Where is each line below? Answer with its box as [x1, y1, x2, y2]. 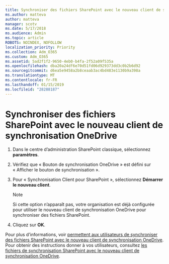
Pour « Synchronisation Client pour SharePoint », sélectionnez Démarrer [12, 177, 163, 183]
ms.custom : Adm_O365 [5, 54, 49, 59]
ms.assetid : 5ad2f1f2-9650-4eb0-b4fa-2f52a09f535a [5, 59, 114, 64]
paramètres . [12, 152, 39, 158]
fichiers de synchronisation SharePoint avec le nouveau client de [5, 247, 140, 254]
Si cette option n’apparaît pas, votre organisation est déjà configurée [12, 202, 155, 208]
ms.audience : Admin [5, 31, 46, 36]
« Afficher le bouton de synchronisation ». [12, 167, 100, 173]
